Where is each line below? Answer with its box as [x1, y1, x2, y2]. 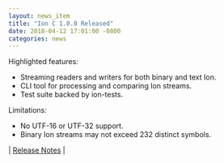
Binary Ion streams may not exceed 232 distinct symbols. [19, 130, 212, 139]
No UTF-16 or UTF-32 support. [19, 121, 124, 131]
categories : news [8, 34, 67, 43]
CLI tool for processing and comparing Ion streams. [19, 81, 192, 91]
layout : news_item [8, 11, 70, 20]
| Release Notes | [8, 145, 66, 155]
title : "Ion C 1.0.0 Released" [8, 19, 114, 28]
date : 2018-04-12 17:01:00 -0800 [8, 27, 121, 35]
